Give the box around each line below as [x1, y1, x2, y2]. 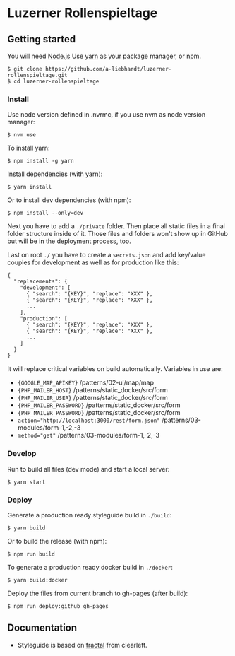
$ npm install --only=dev [7, 210, 83, 217]
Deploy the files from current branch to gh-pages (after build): [7, 589, 188, 597]
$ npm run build [7, 550, 55, 558]
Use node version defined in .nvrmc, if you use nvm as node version [7, 110, 206, 119]
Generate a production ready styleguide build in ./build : [7, 510, 172, 519]
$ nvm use [7, 131, 37, 139]
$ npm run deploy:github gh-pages [7, 602, 109, 609]
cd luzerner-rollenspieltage [13, 78, 100, 85]
